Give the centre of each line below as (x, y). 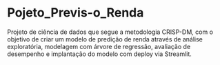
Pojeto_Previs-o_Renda (76, 13)
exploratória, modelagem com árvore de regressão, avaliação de (99, 46)
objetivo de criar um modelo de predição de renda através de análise (105, 39)
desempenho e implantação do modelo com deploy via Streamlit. (99, 54)
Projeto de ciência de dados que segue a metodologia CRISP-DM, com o (110, 32)
